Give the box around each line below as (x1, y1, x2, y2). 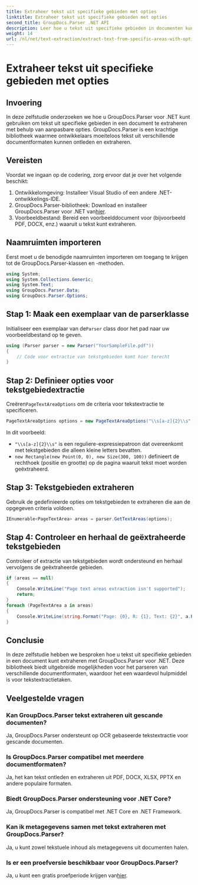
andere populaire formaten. (6, 780, 72, 787)
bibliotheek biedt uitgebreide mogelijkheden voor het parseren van (6, 663, 168, 671)
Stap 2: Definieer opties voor (6, 375, 114, 385)
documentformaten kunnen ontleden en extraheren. (6, 138, 132, 145)
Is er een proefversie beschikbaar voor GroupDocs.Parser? (6, 858, 179, 867)
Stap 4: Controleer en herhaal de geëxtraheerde (6, 533, 186, 543)
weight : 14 (6, 31, 33, 37)
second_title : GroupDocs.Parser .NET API (6, 20, 110, 25)
